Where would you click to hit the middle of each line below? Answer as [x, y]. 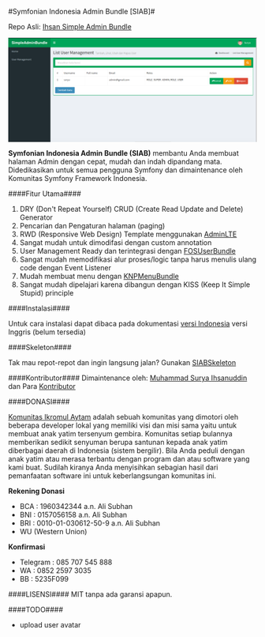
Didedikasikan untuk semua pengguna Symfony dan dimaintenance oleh [125, 170]
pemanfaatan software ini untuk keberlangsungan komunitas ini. [112, 476]
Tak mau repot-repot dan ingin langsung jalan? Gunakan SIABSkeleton [122, 363]
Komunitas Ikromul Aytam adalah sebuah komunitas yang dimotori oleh [123, 417]
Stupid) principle [47, 293]
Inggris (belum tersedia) [47, 332]
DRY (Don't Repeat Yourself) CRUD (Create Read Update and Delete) [131, 209]
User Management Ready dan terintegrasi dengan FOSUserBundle [128, 251]
